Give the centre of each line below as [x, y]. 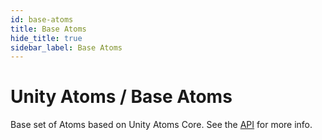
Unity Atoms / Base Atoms [121, 97]
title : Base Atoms [48, 29]
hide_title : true [46, 38]
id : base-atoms [42, 19]
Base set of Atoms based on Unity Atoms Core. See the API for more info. [161, 125]
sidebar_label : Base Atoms [66, 47]
